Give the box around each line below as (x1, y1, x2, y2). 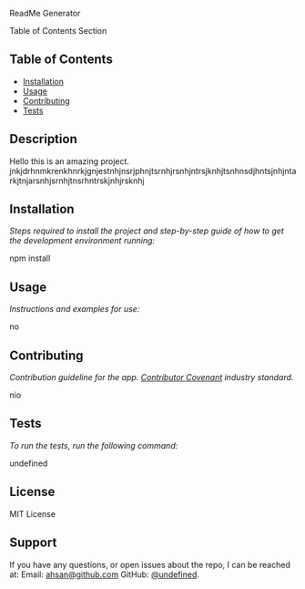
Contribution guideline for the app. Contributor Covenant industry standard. (9, 372, 294, 383)
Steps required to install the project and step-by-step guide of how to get (9, 225, 284, 236)
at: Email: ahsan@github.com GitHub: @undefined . (9, 569, 200, 580)
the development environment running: (9, 235, 156, 246)
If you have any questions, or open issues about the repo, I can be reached (9, 559, 291, 570)
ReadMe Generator (9, 8, 81, 18)
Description (9, 131, 77, 147)
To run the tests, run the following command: (9, 439, 178, 450)
